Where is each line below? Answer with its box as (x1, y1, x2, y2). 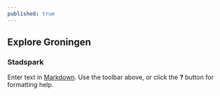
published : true (7, 10, 55, 18)
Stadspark (7, 57, 44, 67)
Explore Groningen (7, 36, 92, 48)
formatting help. (7, 81, 54, 89)
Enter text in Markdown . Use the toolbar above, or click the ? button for (7, 73, 214, 81)
